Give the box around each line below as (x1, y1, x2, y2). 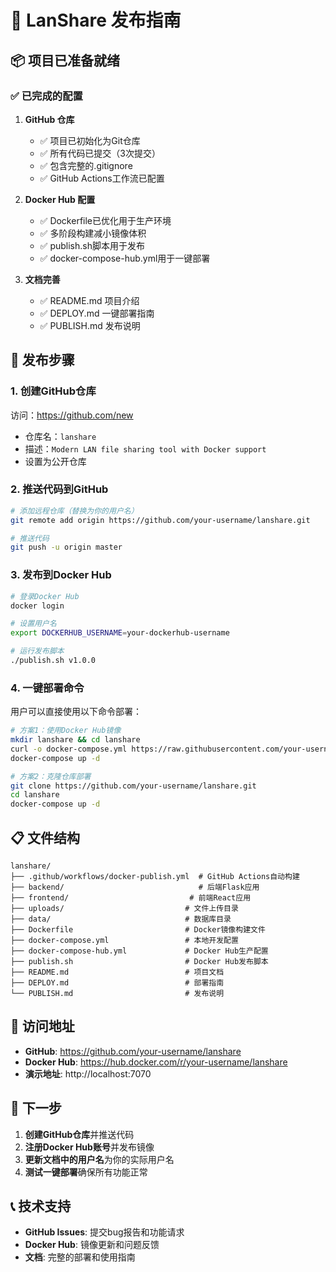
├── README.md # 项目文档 (10, 967, 225, 978)
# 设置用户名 (10, 619, 57, 629)
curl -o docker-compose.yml (10, 744, 128, 754)
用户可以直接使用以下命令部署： (10, 706, 142, 718)
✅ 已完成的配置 (10, 89, 83, 103)
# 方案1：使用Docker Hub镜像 (10, 726, 122, 736)
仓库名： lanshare (24, 430, 97, 442)
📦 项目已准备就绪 (10, 52, 121, 69)
